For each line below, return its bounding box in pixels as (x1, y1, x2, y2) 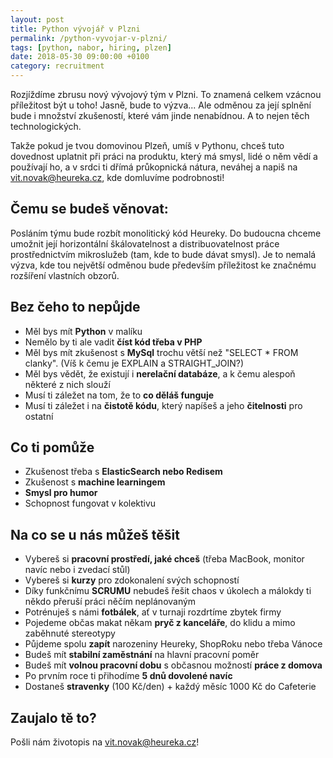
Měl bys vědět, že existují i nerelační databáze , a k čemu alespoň (24, 367, 296, 380)
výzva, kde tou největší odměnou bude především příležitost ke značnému (10, 259, 317, 271)
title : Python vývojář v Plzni (10, 24, 141, 34)
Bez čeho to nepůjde (10, 299, 141, 316)
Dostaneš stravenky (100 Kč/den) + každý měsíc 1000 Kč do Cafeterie (24, 681, 317, 693)
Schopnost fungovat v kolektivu (24, 497, 157, 510)
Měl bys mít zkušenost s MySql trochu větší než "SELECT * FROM (24, 346, 299, 358)
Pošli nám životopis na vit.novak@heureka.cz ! (10, 736, 200, 748)
